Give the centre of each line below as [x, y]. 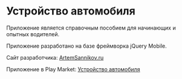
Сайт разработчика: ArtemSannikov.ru [55, 57]
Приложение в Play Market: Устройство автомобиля [73, 69]
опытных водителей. [33, 34]
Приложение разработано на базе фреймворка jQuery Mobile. [87, 46]
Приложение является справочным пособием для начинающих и [91, 28]
